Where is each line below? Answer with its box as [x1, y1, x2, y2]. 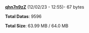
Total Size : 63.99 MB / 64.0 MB [5, 23, 68, 29]
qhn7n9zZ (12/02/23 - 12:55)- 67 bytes [5, 4, 85, 10]
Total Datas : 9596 [5, 14, 42, 19]
